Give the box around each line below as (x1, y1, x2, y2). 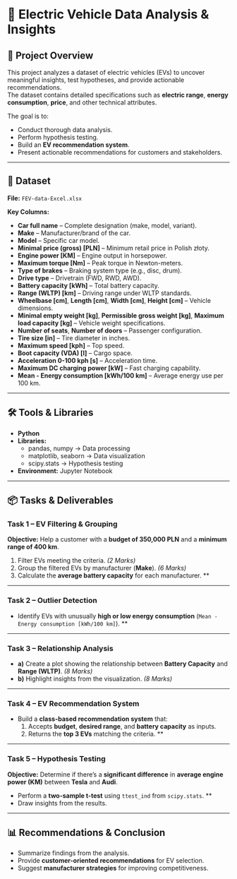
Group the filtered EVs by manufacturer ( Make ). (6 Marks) (17, 564, 187, 573)
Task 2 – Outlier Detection (7, 596, 97, 606)
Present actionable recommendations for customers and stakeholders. (17, 148, 223, 156)
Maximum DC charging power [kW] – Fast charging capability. (17, 364, 201, 372)
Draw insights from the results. (17, 799, 107, 807)
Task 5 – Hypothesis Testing (7, 754, 106, 764)
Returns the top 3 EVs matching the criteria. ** (28, 730, 164, 739)
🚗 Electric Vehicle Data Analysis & (7, 6, 209, 23)
